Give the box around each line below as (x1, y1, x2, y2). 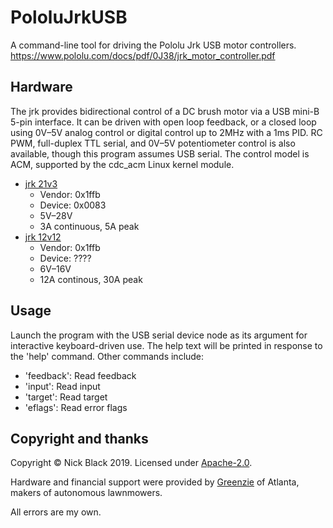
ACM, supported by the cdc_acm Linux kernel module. (10, 158, 235, 170)
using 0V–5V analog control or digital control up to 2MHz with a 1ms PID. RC (10, 126, 323, 138)
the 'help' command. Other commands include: (10, 350, 205, 362)
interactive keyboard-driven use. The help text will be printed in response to (10, 339, 323, 351)
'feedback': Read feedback (24, 369, 137, 381)
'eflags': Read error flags (24, 401, 128, 413)
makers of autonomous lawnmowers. (10, 487, 163, 499)
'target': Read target (24, 391, 108, 403)
